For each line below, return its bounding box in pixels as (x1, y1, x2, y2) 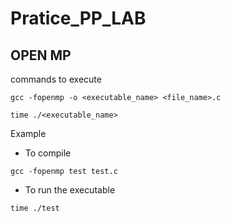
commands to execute (10, 73, 102, 85)
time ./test (10, 203, 60, 213)
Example (10, 128, 47, 139)
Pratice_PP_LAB (10, 7, 147, 30)
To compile (24, 147, 72, 159)
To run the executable (24, 184, 116, 196)
